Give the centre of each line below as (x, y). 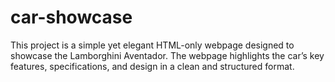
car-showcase (71, 17)
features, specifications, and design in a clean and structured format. (152, 66)
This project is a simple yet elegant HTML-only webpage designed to (152, 45)
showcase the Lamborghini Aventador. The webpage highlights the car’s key (167, 55)
